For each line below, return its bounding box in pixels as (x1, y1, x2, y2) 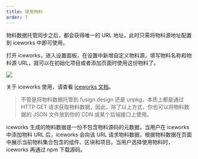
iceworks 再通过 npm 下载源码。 (6, 146, 86, 153)
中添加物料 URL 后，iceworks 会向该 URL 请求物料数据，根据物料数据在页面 (6, 131, 192, 138)
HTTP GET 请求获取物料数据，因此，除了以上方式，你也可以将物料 (20, 103, 184, 111)
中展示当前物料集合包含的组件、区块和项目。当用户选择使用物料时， (6, 138, 174, 145)
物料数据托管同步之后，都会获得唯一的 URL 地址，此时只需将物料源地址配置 (6, 31, 192, 39)
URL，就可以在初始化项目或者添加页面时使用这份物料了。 (17, 59, 159, 66)
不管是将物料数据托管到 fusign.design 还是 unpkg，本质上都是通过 (20, 96, 184, 103)
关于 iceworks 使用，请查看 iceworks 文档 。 (6, 83, 115, 90)
